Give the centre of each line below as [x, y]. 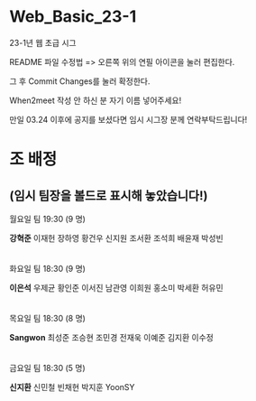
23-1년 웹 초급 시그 [43, 42]
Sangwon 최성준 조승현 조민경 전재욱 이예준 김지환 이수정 [111, 337]
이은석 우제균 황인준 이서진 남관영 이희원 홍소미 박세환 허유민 [116, 287]
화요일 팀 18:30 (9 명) [47, 268]
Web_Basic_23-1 [73, 17]
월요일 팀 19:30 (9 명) [47, 219]
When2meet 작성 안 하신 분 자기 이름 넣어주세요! [96, 100]
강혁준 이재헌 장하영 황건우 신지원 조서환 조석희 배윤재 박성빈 [116, 238]
